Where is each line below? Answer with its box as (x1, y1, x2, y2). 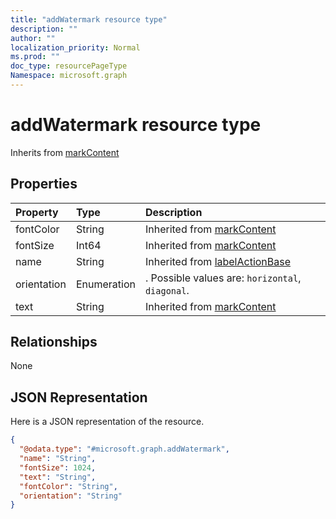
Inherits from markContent (10, 146, 120, 158)
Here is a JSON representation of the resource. (10, 416, 205, 428)
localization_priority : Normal (10, 42, 141, 53)
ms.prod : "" (10, 52, 60, 62)
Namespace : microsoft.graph (10, 71, 128, 81)
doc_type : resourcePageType (10, 61, 128, 71)
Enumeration (75, 277, 136, 291)
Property (15, 205, 59, 219)
